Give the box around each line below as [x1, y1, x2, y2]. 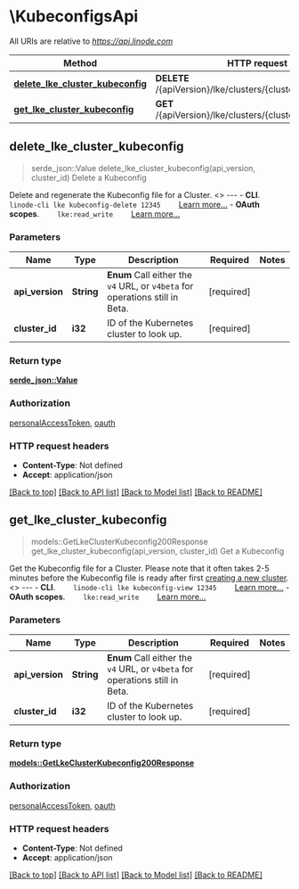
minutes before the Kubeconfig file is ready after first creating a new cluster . [9, 572, 289, 583]
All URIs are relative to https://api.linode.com [9, 36, 174, 46]
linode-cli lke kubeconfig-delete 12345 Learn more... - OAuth [9, 199, 260, 210]
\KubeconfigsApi [9, 6, 139, 27]
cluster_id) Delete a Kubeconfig [30, 172, 147, 183]
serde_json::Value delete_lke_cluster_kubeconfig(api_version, [30, 162, 256, 173]
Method [63, 56, 98, 69]
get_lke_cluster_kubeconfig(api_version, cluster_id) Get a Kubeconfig [30, 546, 285, 556]
